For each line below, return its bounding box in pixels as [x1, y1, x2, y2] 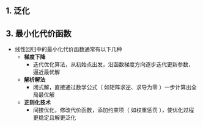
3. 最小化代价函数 [6, 28, 72, 38]
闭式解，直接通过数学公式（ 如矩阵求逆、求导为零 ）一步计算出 [32, 84, 192, 91]
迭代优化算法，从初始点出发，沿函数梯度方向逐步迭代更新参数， [32, 61, 194, 68]
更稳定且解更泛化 [32, 114, 76, 122]
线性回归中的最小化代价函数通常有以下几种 [14, 46, 122, 53]
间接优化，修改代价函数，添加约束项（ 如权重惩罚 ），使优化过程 [32, 106, 194, 114]
